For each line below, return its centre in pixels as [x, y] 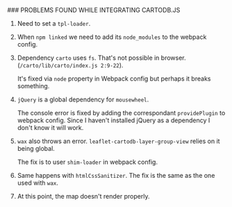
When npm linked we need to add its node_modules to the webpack [112, 37]
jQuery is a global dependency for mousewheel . [83, 99]
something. [33, 86]
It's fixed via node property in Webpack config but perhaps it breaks [114, 78]
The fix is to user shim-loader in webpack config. [88, 162]
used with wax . [38, 183]
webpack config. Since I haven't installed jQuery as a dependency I [114, 120]
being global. [36, 148]
